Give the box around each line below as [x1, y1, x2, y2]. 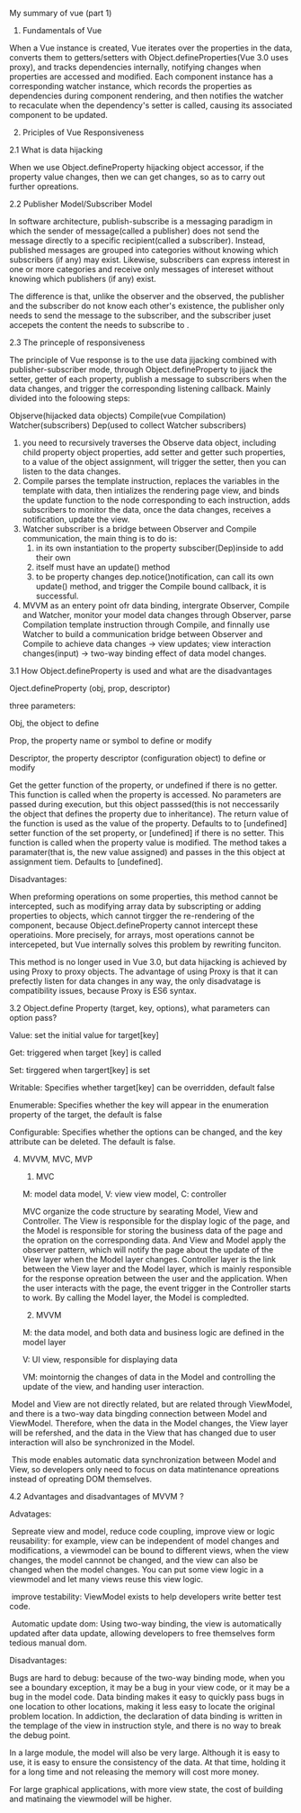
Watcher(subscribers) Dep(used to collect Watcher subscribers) [9, 420, 247, 431]
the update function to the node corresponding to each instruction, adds [22, 495, 290, 506]
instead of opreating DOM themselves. [9, 1473, 153, 1484]
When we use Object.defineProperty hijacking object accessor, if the [9, 162, 264, 172]
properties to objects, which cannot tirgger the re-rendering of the [9, 910, 255, 921]
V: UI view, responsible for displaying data [22, 1354, 178, 1364]
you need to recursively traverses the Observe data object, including [22, 437, 277, 448]
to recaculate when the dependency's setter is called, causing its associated [9, 100, 293, 111]
